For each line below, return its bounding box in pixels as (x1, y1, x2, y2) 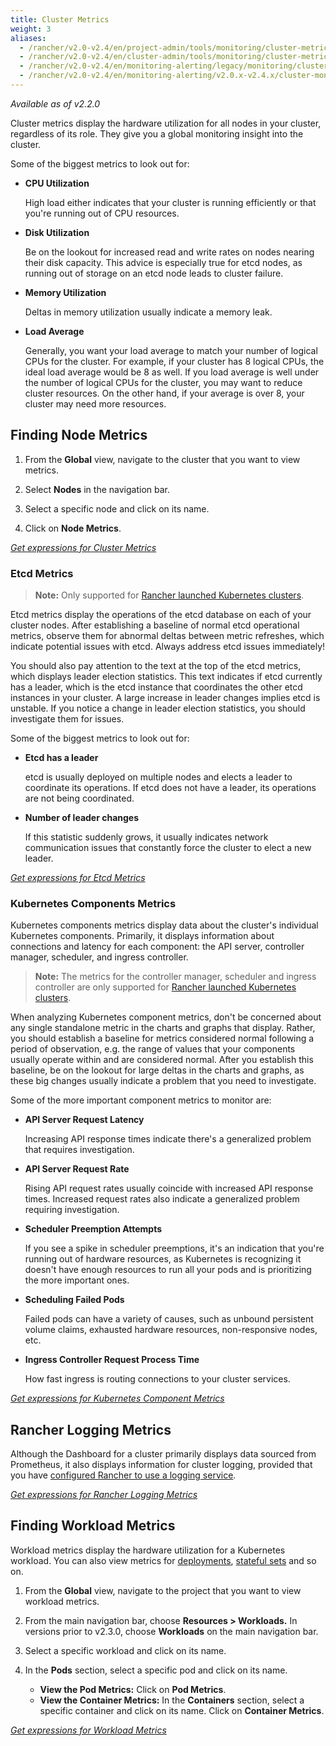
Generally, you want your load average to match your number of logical (24, 344, 318, 356)
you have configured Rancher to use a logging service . (10, 1469, 237, 1481)
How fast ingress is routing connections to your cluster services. (24, 1373, 291, 1385)
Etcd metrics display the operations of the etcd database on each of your (10, 608, 312, 620)
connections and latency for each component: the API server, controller (10, 941, 305, 953)
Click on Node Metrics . (24, 522, 122, 534)
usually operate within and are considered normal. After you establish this (10, 1054, 314, 1066)
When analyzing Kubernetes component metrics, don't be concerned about (10, 1011, 322, 1023)
